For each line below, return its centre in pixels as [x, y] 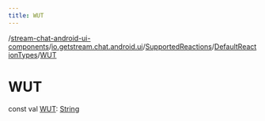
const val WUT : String [44, 108]
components [29, 46]
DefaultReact [235, 46]
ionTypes [23, 55]
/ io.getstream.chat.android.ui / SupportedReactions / [132, 46]
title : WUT [26, 15]
